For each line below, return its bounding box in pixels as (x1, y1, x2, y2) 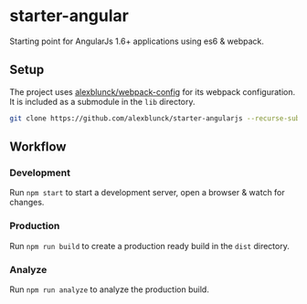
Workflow (9, 139, 67, 155)
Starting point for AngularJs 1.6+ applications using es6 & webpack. (9, 36, 265, 47)
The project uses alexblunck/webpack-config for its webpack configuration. (9, 86, 295, 97)
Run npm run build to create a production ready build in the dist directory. (9, 240, 290, 251)
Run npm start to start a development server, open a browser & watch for (9, 187, 285, 198)
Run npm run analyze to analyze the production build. (9, 284, 210, 295)
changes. (9, 197, 45, 208)
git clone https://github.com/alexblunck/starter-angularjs (9, 113, 244, 123)
